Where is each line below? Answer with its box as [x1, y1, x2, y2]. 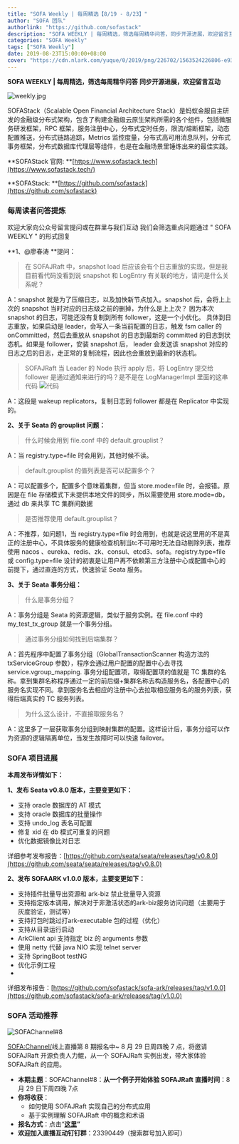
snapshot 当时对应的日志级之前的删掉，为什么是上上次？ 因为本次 [21, 304, 215, 313]
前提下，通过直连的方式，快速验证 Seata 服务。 [7, 565, 147, 574]
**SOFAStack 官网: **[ [7, 157, 75, 165]
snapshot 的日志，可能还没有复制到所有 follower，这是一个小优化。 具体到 [7, 313, 225, 321]
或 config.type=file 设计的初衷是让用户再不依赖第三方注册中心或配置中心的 [7, 557, 226, 565]
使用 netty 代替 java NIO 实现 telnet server [17, 943, 141, 952]
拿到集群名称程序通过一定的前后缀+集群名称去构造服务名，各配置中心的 [19, 676, 230, 685]
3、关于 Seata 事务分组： [7, 580, 82, 589]
